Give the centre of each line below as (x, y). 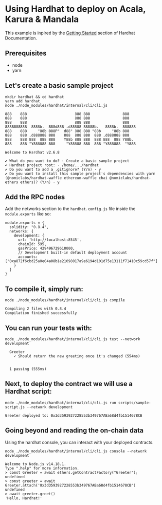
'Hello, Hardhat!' (24, 498)
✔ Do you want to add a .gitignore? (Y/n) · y (53, 169)
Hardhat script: (28, 392)
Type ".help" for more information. (42, 468)
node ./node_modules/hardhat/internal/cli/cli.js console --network (76, 451)
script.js (15, 407)
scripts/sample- (135, 403)
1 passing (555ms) (28, 369)
